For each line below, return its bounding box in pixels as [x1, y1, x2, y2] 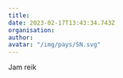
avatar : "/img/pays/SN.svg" [8, 41, 102, 49]
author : [8, 33, 34, 42]
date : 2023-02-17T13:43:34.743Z [8, 19, 115, 27]
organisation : [8, 26, 56, 34]
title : [8, 11, 30, 20]
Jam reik [8, 62, 37, 72]
